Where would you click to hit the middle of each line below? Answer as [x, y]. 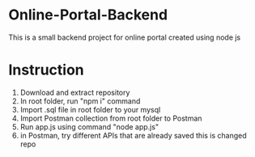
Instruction [46, 70]
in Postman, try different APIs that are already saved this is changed [133, 135]
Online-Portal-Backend [88, 15]
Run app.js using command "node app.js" [89, 126]
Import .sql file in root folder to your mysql [90, 109]
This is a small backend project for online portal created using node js [125, 37]
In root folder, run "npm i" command [80, 101]
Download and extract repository [75, 92]
